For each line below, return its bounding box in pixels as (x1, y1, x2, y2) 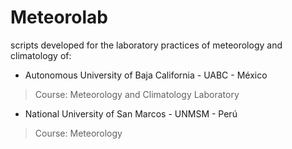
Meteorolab (10, 6, 108, 29)
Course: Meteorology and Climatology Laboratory (34, 88, 240, 100)
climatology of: (10, 49, 72, 61)
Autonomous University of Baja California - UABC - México (24, 69, 268, 81)
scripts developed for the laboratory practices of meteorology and (10, 39, 283, 51)
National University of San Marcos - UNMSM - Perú (24, 107, 238, 120)
